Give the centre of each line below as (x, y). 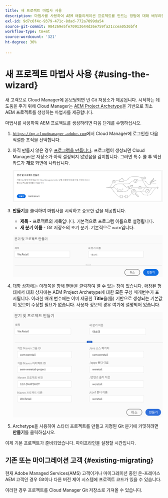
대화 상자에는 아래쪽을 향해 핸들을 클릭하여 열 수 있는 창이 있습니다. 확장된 (84, 286)
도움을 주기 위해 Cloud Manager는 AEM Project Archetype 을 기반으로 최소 (79, 106)
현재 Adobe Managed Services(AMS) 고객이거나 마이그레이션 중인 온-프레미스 (83, 473)
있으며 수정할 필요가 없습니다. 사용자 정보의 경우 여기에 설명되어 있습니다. (89, 305)
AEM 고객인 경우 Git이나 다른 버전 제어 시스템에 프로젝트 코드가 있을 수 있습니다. (83, 480)
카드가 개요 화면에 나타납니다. (41, 163)
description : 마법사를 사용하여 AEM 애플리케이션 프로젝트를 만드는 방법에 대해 (77, 16)
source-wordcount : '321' (31, 37)
